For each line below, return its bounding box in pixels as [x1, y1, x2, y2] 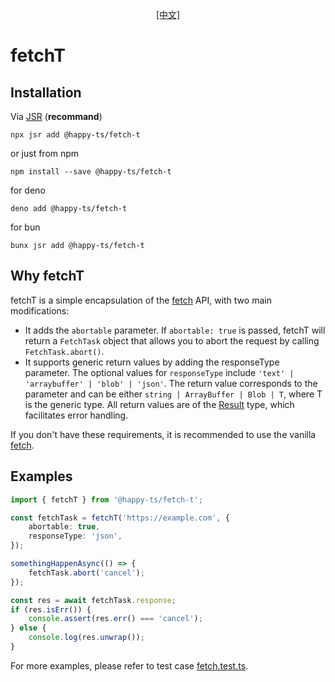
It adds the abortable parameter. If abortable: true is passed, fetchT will [24, 324, 326, 336]
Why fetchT [10, 268, 85, 285]
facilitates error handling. [24, 409, 129, 421]
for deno [10, 184, 46, 196]
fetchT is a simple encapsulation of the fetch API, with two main [10, 294, 272, 306]
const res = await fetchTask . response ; [10, 595, 177, 605]
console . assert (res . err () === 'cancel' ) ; [28, 614, 203, 624]
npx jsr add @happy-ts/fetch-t [10, 130, 141, 140]
